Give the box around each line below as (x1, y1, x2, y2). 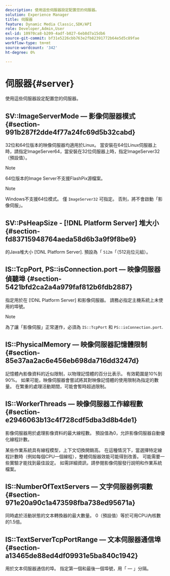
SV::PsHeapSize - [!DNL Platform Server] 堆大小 (5, 219, 159, 227)
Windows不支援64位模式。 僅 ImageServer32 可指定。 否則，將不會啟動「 (5, 196, 158, 202)
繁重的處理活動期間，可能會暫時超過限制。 (19, 383, 109, 389)
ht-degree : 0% (5, 50, 36, 55)
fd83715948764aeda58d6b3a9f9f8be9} (5, 234, 137, 244)
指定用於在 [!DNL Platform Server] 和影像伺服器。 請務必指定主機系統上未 (5, 297, 159, 303)
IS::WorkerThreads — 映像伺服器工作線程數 (5, 399, 143, 409)
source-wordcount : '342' (5, 45, 58, 50)
